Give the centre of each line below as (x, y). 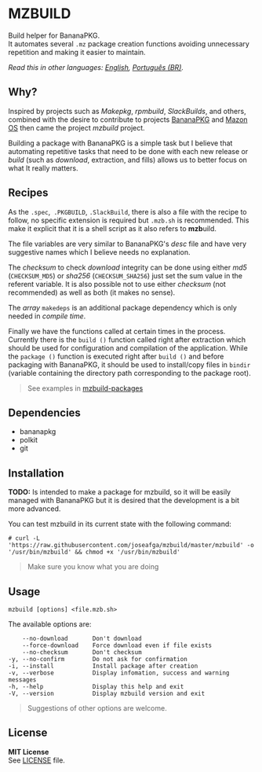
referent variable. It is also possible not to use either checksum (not (117, 284)
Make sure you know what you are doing (93, 567)
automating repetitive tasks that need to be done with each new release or (128, 151)
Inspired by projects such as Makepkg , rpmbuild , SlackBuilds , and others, (127, 111)
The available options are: (50, 624)
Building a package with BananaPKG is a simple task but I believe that (120, 143)
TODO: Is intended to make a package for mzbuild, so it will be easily (120, 492)
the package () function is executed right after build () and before (116, 356)
